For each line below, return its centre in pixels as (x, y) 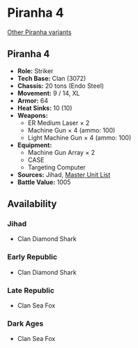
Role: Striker (35, 70)
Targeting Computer (56, 167)
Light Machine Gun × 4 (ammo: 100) (79, 137)
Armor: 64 (33, 100)
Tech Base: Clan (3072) (52, 78)
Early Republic (32, 257)
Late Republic (31, 290)
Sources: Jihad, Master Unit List (64, 174)
